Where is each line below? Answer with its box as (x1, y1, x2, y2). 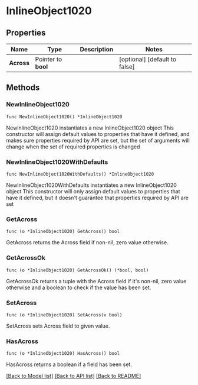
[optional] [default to (118, 55, 177, 63)
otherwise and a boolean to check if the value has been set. (6, 284, 151, 291)
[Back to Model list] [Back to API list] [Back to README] (6, 373, 141, 380)
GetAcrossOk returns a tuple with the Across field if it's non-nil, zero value (6, 277, 187, 284)
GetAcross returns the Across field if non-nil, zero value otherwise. (6, 239, 169, 246)
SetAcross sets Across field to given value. (6, 322, 110, 329)
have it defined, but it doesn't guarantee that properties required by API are (6, 194, 189, 201)
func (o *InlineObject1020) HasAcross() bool (6, 351, 120, 357)
